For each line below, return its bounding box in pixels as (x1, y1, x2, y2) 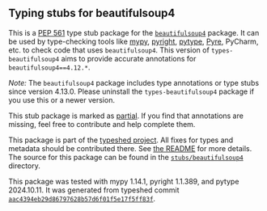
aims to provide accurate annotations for (61, 53, 197, 63)
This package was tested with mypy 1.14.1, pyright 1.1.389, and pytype (8, 176, 239, 186)
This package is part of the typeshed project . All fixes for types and (8, 135, 234, 145)
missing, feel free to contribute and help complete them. (8, 119, 196, 129)
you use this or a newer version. (8, 95, 116, 104)
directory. (8, 161, 40, 171)
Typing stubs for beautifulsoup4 (8, 6, 176, 20)
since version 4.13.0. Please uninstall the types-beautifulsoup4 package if (8, 87, 255, 96)
